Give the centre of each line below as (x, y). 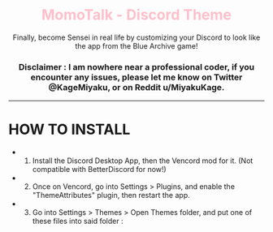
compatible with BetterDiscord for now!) (99, 170)
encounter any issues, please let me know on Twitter (136, 77)
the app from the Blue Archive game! (136, 45)
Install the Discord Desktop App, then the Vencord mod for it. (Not (143, 161)
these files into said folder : (78, 221)
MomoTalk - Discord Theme (136, 15)
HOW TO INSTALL (69, 129)
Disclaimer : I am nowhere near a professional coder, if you (136, 67)
